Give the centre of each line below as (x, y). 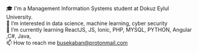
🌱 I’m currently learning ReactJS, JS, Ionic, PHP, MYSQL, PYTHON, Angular (99, 30)
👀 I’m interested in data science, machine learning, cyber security (87, 23)
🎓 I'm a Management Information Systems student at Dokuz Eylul (88, 8)
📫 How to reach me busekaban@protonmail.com (67, 43)
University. (19, 17)
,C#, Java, (19, 36)
